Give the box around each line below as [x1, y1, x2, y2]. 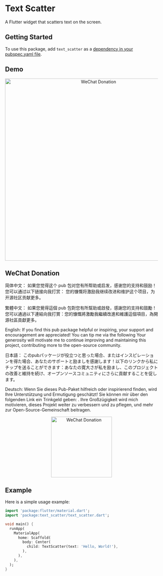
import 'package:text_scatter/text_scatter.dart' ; [5, 513, 110, 518]
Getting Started [5, 33, 53, 41]
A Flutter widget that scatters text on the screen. [5, 19, 102, 25]
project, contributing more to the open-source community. [5, 342, 122, 348]
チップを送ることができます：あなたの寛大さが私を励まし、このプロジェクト [5, 365, 158, 371]
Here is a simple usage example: [5, 499, 70, 505]
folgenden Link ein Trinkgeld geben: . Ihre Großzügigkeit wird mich [5, 397, 138, 403]
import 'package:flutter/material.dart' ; [5, 508, 90, 513]
